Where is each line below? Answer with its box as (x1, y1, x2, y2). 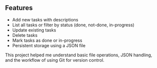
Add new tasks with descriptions (12, 17, 78, 22)
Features (5, 4, 33, 12)
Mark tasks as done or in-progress (12, 37, 82, 43)
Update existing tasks (12, 27, 56, 33)
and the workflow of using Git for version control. (5, 57, 105, 63)
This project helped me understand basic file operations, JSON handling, (5, 52, 153, 58)
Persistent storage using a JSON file (12, 42, 86, 48)
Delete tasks (12, 32, 38, 38)
